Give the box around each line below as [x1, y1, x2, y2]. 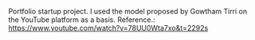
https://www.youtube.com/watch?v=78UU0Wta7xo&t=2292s [8, 24, 209, 32]
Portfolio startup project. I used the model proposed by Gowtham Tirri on [8, 7, 248, 16]
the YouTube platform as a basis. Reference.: [8, 15, 155, 24]
